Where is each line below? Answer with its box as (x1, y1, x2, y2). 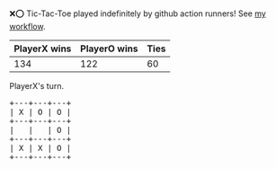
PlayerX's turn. (9, 81, 65, 91)
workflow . (9, 22, 46, 31)
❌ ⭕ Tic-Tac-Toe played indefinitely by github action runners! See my (9, 8, 267, 19)
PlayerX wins (13, 42, 72, 55)
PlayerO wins (80, 42, 138, 55)
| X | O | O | (9, 107, 72, 117)
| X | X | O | (9, 143, 72, 153)
